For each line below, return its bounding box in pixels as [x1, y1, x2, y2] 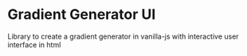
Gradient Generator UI [7, 6, 156, 24]
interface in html [7, 39, 61, 49]
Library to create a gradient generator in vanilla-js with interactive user [7, 32, 240, 41]
